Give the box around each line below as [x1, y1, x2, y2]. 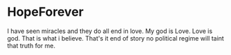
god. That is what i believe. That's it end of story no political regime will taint [7, 34, 225, 42]
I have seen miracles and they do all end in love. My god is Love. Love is [7, 27, 213, 35]
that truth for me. [7, 41, 55, 49]
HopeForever [7, 4, 84, 20]
